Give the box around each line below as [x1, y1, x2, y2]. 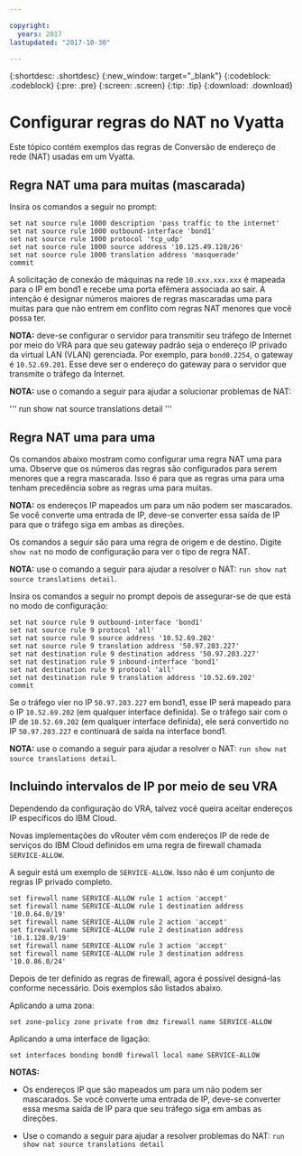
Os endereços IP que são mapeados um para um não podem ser [22, 1084, 263, 1095]
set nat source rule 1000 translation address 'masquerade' [9, 250, 241, 260]
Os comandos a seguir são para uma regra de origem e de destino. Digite [9, 536, 282, 547]
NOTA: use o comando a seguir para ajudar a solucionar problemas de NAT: [9, 386, 291, 397]
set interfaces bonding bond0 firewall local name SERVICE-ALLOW [9, 1050, 260, 1059]
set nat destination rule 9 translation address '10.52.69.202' [9, 673, 256, 682]
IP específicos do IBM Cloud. [9, 812, 117, 823]
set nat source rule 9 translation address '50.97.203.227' [9, 641, 241, 650]
